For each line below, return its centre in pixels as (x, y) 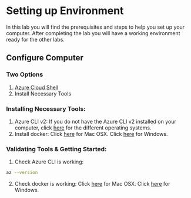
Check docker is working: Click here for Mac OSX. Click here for (92, 184)
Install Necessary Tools (43, 93)
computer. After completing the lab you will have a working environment (93, 33)
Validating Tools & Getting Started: (56, 149)
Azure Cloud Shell (36, 87)
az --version (22, 173)
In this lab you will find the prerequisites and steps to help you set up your (95, 27)
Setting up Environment (65, 11)
